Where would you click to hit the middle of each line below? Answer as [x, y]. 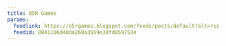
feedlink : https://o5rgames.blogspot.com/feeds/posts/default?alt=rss [116, 26]
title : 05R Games [32, 13]
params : [18, 20]
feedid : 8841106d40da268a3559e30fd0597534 [75, 32]
